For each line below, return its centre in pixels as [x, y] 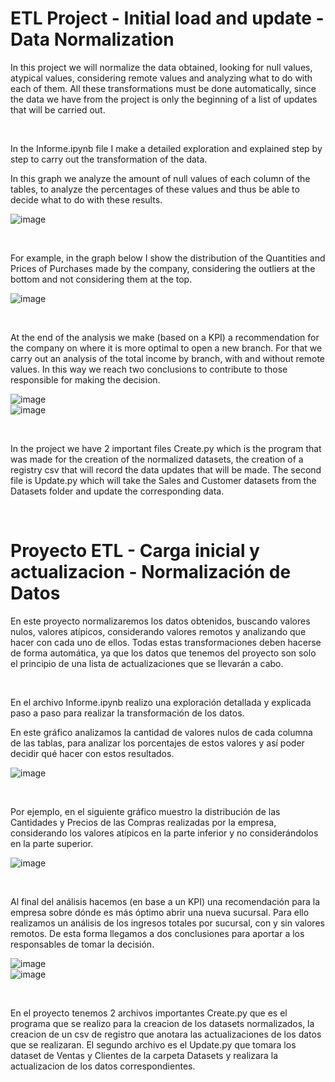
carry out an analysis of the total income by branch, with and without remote [168, 358]
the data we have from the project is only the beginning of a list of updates [164, 99]
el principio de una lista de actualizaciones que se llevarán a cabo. [147, 663]
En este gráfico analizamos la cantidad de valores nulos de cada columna [161, 732]
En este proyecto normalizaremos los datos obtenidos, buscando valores [160, 621]
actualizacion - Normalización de [151, 572]
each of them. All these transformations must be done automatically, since [163, 88]
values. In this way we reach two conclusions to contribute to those [149, 369]
